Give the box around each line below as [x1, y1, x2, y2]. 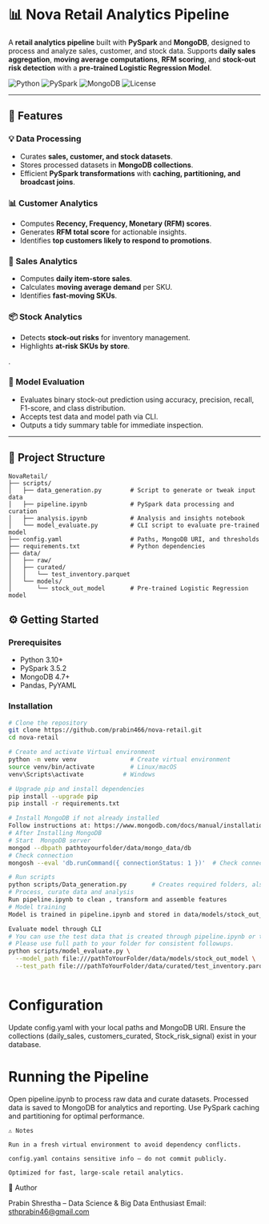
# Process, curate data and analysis [8, 889, 134, 897]
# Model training [8, 903, 66, 911]
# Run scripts [8, 873, 56, 881]
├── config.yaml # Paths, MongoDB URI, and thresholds [8, 535, 260, 544]
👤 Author [8, 1182, 38, 1192]
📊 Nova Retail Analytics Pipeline [8, 6, 230, 24]
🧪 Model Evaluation [8, 376, 86, 387]
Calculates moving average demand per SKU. [19, 283, 173, 292]
